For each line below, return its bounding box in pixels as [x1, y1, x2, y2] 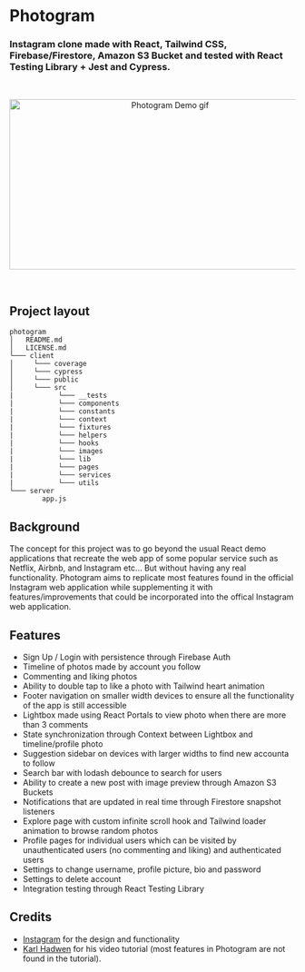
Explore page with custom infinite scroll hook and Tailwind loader [22, 815, 267, 827]
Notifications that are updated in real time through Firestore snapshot [22, 796, 281, 807]
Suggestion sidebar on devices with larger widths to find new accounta [22, 748, 290, 759]
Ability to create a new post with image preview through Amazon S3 [22, 777, 277, 788]
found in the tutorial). [22, 953, 102, 964]
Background [9, 519, 80, 534]
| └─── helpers [9, 431, 107, 441]
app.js [42, 494, 67, 504]
